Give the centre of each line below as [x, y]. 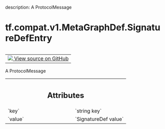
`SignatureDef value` [100, 119]
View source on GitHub [42, 58]
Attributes [66, 95]
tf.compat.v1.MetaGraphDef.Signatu [83, 28]
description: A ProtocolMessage [38, 7]
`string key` [89, 111]
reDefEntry [29, 38]
